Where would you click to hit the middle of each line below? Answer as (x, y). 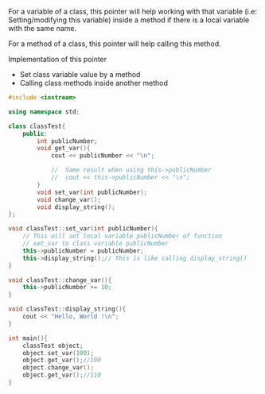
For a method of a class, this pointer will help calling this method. (115, 44)
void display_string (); (76, 207)
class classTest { (37, 126)
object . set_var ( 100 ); (58, 353)
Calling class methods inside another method (94, 83)
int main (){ (28, 338)
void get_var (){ (64, 149)
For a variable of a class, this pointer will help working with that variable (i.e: (132, 12)
